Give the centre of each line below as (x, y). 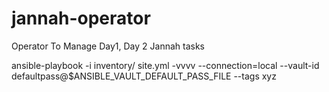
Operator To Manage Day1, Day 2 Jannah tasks (108, 46)
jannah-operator (81, 18)
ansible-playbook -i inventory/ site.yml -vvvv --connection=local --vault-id (165, 65)
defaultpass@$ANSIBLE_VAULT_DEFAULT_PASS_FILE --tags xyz (144, 76)
